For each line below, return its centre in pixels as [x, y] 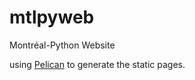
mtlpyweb [52, 17]
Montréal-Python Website [62, 45]
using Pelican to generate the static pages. [97, 64]
